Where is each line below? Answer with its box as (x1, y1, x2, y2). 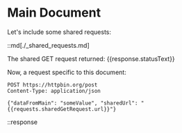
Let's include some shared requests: (7, 28, 112, 36)
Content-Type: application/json (7, 87, 101, 94)
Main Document (7, 5, 101, 21)
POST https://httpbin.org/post (7, 81, 98, 88)
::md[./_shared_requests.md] (7, 41, 90, 49)
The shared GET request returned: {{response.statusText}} (7, 54, 175, 63)
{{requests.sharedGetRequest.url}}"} (7, 105, 117, 112)
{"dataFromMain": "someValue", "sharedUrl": (7, 99, 138, 107)
